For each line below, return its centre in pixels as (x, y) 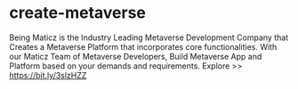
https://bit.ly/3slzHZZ (48, 75)
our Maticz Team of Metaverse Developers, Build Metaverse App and (136, 56)
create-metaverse (78, 13)
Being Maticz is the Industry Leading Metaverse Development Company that (149, 37)
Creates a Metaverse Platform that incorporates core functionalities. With (143, 46)
